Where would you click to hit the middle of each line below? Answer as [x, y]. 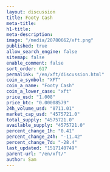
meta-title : [21, 23]
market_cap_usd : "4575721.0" [43, 114]
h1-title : [19, 29]
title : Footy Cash [29, 18]
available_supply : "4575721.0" [46, 126]
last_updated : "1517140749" [42, 148]
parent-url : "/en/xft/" [36, 154]
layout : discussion [31, 12]
